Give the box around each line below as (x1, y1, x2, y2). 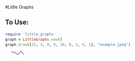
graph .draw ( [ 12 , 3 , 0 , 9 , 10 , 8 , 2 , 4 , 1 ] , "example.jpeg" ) (5, 42, 131, 47)
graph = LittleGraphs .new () (5, 37, 63, 42)
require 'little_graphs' (5, 32, 56, 37)
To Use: (5, 18, 29, 26)
